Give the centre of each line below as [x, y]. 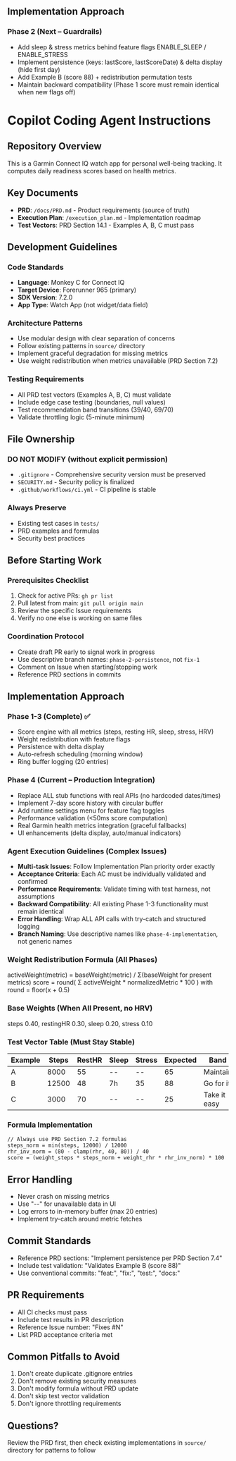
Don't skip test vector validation [64, 1396]
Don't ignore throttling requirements [69, 1404]
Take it [215, 1095]
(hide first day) [39, 69]
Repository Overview [54, 146]
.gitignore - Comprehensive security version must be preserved [111, 474]
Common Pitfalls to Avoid [64, 1357]
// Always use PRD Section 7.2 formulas [67, 1140]
